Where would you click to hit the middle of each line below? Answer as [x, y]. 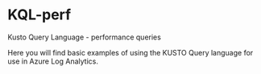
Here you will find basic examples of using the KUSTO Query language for [130, 52]
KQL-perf [39, 15]
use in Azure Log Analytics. [53, 61]
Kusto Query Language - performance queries [85, 37]
